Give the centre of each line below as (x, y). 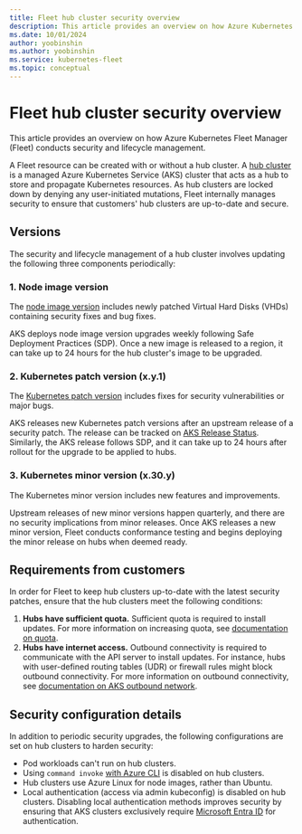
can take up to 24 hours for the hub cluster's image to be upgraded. (136, 353)
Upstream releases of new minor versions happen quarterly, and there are (147, 513)
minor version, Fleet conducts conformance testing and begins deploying (146, 532)
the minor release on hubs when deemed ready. (99, 541)
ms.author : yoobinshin (52, 52)
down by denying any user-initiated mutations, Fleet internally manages (142, 194)
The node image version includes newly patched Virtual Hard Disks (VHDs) (149, 306)
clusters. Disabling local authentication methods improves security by (152, 802)
